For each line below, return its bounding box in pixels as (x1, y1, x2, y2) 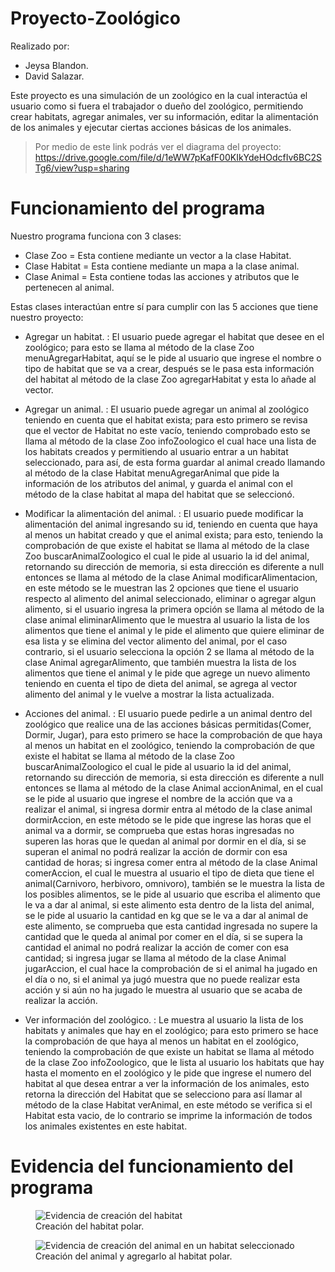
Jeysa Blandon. (24, 59, 89, 71)
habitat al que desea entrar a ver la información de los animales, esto (24, 1077, 310, 1089)
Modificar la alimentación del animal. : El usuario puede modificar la (24, 507, 304, 519)
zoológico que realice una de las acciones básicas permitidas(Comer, (24, 718, 312, 730)
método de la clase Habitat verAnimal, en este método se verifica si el (24, 1098, 313, 1111)
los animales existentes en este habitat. (24, 1120, 188, 1132)
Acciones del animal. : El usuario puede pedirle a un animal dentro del (24, 707, 313, 719)
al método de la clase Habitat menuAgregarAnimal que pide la (24, 467, 280, 479)
